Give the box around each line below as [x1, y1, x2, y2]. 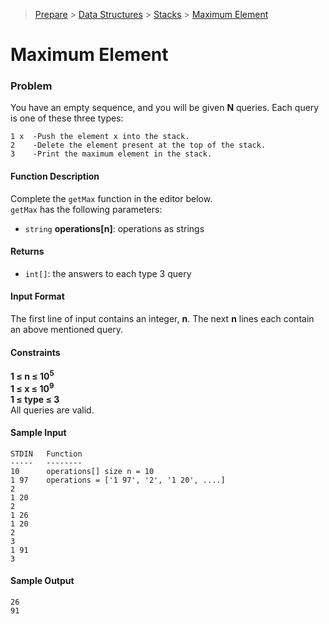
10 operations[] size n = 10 [10, 466, 155, 476]
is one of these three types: [10, 112, 124, 124]
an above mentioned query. [10, 324, 124, 336]
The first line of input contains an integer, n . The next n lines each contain [10, 313, 315, 325]
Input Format [10, 290, 65, 303]
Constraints [10, 346, 61, 358]
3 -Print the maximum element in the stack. [10, 149, 213, 159]
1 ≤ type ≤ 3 [10, 393, 60, 405]
